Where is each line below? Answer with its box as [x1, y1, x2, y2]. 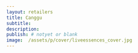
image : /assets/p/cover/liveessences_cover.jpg [6, 37, 133, 43]
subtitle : [6, 20, 32, 26]
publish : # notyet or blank [6, 32, 78, 38]
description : [6, 26, 40, 32]
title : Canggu [6, 15, 43, 21]
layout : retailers [6, 9, 53, 15]
